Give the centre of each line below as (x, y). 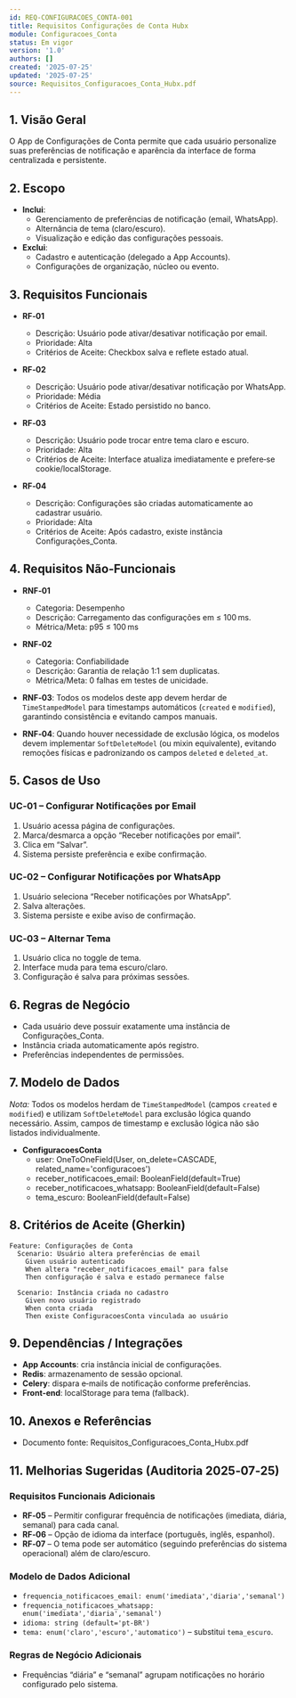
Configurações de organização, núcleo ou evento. (127, 267)
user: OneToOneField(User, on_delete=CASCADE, (126, 1159)
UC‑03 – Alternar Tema (60, 939)
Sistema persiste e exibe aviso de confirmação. (109, 915)
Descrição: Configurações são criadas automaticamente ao (144, 504)
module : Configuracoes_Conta (63, 34)
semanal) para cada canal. (71, 1524)
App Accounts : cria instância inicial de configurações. (122, 1365)
